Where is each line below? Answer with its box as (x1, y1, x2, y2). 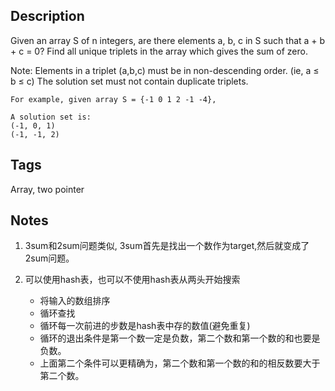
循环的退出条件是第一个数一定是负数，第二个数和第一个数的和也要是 (39, 332, 321, 344)
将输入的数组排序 (39, 295, 111, 307)
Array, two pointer (10, 183, 85, 195)
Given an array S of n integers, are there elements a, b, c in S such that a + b (10, 34, 326, 46)
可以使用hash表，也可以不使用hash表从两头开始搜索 (24, 274, 241, 286)
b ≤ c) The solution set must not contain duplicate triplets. (10, 75, 249, 87)
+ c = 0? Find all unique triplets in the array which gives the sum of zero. (10, 45, 308, 57)
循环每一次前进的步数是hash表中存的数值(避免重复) (39, 320, 251, 332)
